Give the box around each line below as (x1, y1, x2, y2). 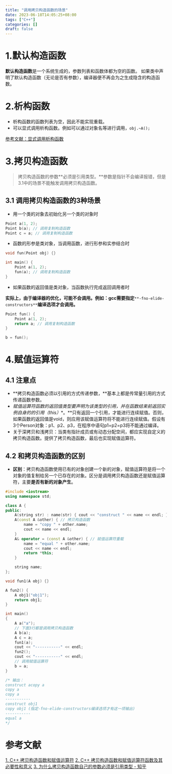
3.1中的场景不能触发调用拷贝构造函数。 (17, 180, 100, 186)
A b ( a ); (14, 630, 31, 635)
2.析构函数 (5, 101, 50, 113)
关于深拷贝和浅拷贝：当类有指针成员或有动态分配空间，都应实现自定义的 (12, 429, 165, 435)
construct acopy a (5, 682, 45, 688)
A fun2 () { (5, 588, 29, 593)
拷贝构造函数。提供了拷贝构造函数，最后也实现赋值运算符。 (12, 435, 139, 441)
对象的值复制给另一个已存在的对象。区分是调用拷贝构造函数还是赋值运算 (12, 472, 165, 478)
